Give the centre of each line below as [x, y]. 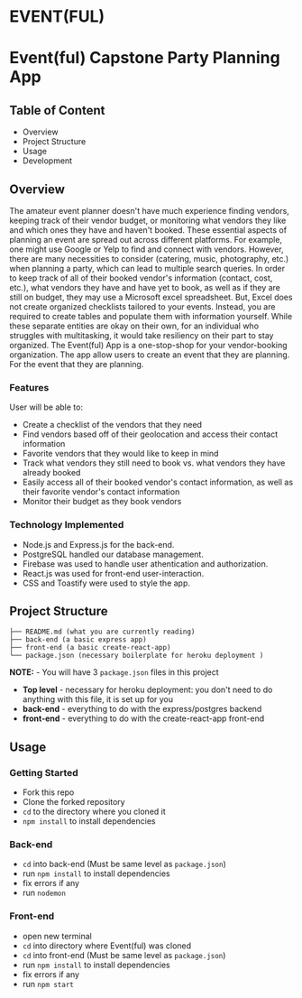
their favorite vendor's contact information [101, 492]
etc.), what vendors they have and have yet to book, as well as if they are [145, 287]
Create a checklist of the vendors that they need [112, 425]
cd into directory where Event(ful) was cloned [107, 946]
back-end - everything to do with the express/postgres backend [142, 709]
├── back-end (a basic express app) [78, 640]
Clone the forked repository [73, 802]
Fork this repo [48, 792]
